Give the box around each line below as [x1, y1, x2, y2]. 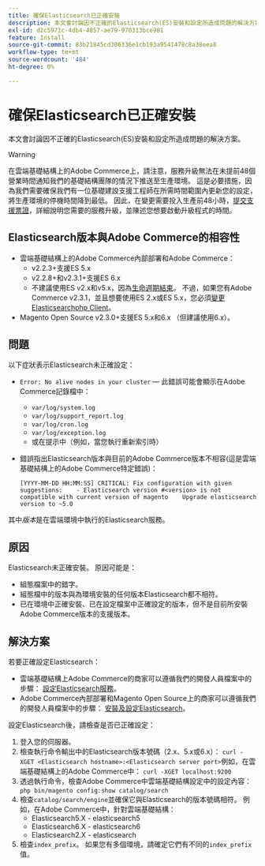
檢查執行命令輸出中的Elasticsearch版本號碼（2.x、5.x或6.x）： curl [19, 747, 237, 756]
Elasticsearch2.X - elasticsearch [31, 830, 136, 839]
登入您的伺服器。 [19, 737, 76, 746]
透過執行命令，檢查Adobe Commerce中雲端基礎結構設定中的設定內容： [19, 776, 252, 785]
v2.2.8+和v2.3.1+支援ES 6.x [31, 273, 121, 283]
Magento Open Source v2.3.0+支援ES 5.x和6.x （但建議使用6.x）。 [19, 313, 235, 322]
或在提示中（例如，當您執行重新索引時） [31, 437, 163, 447]
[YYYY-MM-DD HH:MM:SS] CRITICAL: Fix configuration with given [19, 479, 233, 488]
